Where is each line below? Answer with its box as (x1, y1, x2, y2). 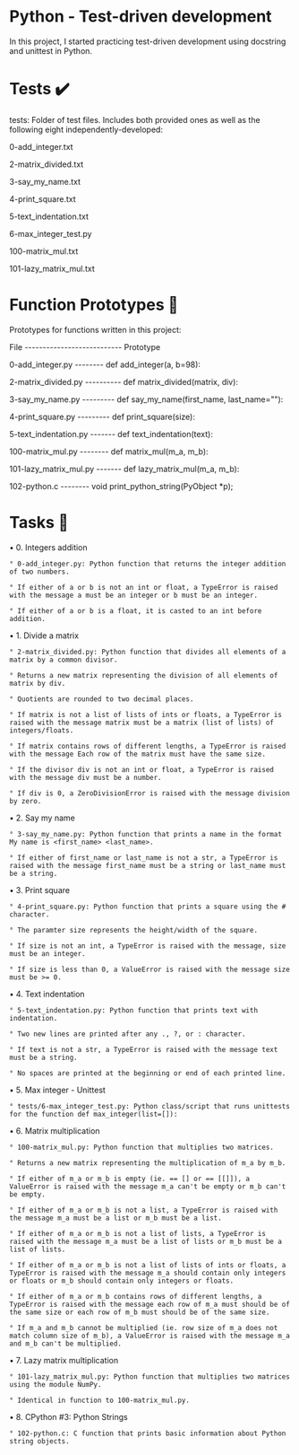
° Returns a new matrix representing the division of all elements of (9, 671, 278, 679)
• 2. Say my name (9, 812, 76, 823)
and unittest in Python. (9, 45, 92, 56)
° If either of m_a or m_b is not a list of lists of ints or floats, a (9, 1260, 286, 1269)
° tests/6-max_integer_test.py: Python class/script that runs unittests (9, 1101, 291, 1110)
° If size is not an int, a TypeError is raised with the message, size (9, 941, 286, 951)
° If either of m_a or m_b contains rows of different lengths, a (9, 1292, 262, 1301)
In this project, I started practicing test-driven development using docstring (9, 36, 286, 47)
